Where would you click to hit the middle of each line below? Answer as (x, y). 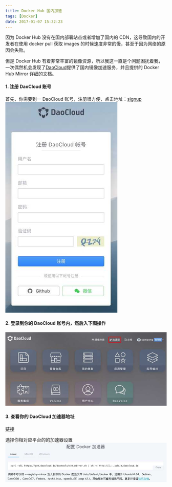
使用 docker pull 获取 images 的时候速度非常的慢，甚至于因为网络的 (90, 44)
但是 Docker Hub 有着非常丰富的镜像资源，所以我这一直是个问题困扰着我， (84, 61)
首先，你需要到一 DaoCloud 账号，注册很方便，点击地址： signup (73, 99)
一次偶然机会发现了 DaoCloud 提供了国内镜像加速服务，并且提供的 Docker (82, 68)
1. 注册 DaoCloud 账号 (28, 86)
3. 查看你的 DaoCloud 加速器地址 (40, 416)
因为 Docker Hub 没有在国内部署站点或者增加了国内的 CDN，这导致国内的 (83, 37)
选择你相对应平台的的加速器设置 (39, 439)
